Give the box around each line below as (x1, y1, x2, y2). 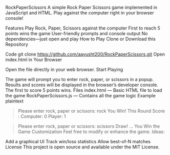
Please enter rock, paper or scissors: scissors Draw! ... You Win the (17, 123, 160, 129)
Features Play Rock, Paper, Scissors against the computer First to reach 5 (5, 25, 160, 31)
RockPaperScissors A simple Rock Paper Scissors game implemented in (5, 5, 158, 10)
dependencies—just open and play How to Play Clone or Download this (5, 36, 156, 42)
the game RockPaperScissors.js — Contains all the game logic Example (5, 93, 156, 98)
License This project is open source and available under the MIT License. (5, 144, 160, 150)
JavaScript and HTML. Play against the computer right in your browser (5, 10, 155, 16)
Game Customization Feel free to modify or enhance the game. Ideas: (17, 128, 165, 135)
